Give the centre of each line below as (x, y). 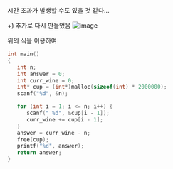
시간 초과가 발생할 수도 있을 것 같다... (58, 10)
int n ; (27, 67)
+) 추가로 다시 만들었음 (39, 26)
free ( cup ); (33, 140)
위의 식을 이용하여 (32, 40)
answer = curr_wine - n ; (54, 133)
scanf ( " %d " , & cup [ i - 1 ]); (68, 113)
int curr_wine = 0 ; (46, 80)
